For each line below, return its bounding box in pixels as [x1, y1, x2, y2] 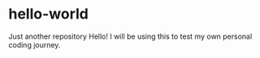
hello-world [8, 5, 89, 23]
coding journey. [8, 39, 61, 49]
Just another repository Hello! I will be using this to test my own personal [8, 31, 253, 41]
